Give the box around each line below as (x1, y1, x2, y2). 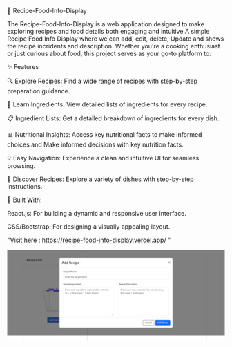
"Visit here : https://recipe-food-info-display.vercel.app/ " (7, 236, 171, 244)
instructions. (7, 182, 43, 190)
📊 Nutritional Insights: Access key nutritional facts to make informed (7, 131, 202, 138)
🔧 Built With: (7, 196, 43, 204)
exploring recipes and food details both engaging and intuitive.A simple (7, 28, 210, 35)
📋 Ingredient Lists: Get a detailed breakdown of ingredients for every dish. (7, 114, 220, 122)
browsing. (7, 162, 36, 169)
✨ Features (7, 63, 39, 71)
